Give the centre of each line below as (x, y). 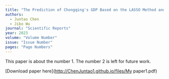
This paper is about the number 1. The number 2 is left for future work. (78, 61)
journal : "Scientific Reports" (38, 28)
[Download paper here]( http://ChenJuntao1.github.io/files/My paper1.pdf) (81, 71)
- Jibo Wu (20, 24)
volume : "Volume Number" (31, 38)
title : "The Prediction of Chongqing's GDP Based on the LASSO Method (81, 10)
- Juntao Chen (24, 19)
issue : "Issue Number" (29, 42)
